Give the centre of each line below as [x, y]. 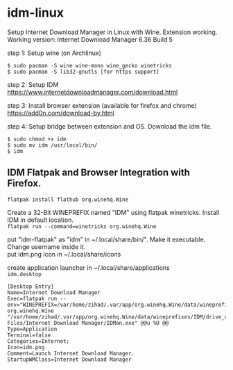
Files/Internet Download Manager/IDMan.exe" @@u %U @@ [88, 323]
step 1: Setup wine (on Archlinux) [54, 53]
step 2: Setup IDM [33, 84]
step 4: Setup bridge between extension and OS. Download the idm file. [110, 126]
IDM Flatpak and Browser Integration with [99, 173]
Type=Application [32, 329]
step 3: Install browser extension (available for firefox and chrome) [102, 105]
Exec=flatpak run [32, 298]
